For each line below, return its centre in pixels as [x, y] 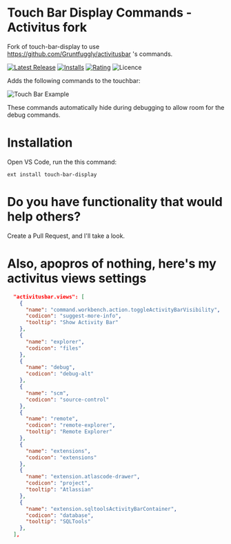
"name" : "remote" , [52, 419]
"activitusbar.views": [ [49, 297]
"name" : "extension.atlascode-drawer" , [82, 477]
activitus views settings [77, 279]
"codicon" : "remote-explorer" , [70, 425]
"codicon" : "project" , [58, 483]
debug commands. [34, 115]
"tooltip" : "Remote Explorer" [69, 432]
